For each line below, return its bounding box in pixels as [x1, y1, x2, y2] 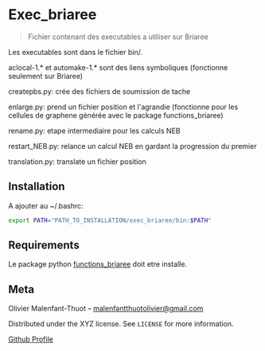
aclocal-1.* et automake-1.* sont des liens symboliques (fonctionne [8, 62, 228, 72]
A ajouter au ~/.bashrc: [8, 201, 84, 210]
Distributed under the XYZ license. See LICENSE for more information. [8, 319, 234, 329]
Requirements [8, 239, 80, 252]
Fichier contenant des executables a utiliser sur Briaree [27, 32, 208, 41]
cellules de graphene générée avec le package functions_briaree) [8, 110, 224, 120]
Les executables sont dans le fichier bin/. [8, 47, 143, 57]
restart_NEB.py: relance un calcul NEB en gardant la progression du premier [8, 141, 257, 150]
